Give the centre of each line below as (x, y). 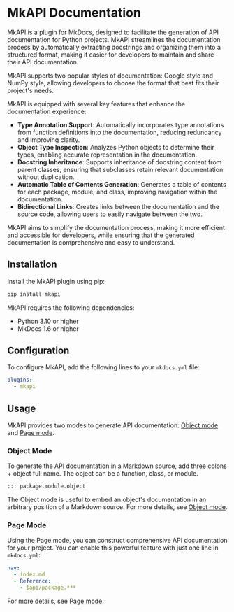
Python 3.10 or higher (48, 321)
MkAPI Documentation (74, 13)
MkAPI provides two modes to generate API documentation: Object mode (113, 425)
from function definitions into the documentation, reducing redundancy (119, 132)
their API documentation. (43, 62)
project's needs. (31, 90)
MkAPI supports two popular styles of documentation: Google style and (110, 76)
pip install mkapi (34, 294)
